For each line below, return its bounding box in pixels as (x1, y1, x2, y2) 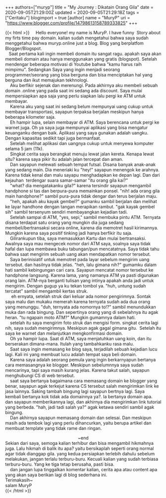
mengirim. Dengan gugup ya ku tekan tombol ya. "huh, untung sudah (5, 283, 146, 288)
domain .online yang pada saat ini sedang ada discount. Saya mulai (5, 88, 142, 93)
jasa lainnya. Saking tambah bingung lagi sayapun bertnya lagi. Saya (5, 388, 145, 394)
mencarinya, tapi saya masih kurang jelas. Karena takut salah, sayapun (5, 367, 150, 373)
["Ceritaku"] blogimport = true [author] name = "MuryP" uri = (5, 15, 130, 20)
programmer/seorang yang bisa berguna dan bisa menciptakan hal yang (5, 72, 153, 77)
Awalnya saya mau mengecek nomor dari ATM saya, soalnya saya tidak (5, 241, 151, 246)
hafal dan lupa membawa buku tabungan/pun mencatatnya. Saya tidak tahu (5, 246, 160, 252)
